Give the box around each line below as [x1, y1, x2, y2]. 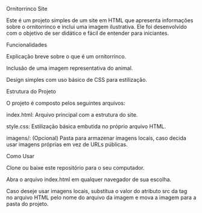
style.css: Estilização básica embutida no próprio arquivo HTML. [6, 123, 166, 130]
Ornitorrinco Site [6, 5, 48, 12]
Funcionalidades [6, 42, 47, 48]
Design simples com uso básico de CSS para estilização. [6, 76, 148, 83]
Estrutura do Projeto [6, 88, 56, 95]
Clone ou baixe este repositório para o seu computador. [6, 164, 145, 171]
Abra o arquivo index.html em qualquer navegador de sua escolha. [6, 176, 172, 183]
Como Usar [6, 153, 35, 159]
